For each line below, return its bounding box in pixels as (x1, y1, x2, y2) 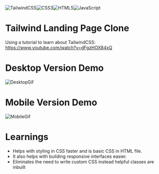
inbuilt (12, 164, 26, 170)
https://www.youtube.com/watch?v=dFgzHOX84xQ (5, 45, 113, 51)
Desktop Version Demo (5, 62, 104, 74)
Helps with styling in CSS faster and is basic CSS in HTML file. (12, 148, 142, 154)
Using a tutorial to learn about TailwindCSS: (5, 39, 96, 45)
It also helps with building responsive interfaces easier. (12, 153, 127, 159)
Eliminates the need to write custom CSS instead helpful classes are (12, 158, 154, 164)
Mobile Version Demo (5, 97, 97, 108)
